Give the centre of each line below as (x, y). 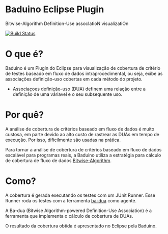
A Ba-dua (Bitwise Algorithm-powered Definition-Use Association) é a (78, 211)
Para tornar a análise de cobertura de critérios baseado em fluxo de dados (83, 149)
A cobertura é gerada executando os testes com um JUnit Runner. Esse (80, 195)
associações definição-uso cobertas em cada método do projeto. (74, 79)
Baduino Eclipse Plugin (55, 9)
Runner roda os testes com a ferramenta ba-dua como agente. (71, 200)
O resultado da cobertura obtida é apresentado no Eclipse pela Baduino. (81, 226)
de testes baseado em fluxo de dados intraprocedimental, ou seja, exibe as (84, 73)
